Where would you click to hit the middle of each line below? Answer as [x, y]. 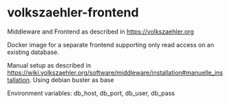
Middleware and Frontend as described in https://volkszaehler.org [101, 31]
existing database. [33, 52]
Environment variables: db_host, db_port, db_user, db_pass [91, 93]
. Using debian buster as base [72, 79]
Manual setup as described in [49, 65]
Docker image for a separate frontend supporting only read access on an [111, 44]
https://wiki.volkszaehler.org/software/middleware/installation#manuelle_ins [115, 73]
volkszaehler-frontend [73, 13]
